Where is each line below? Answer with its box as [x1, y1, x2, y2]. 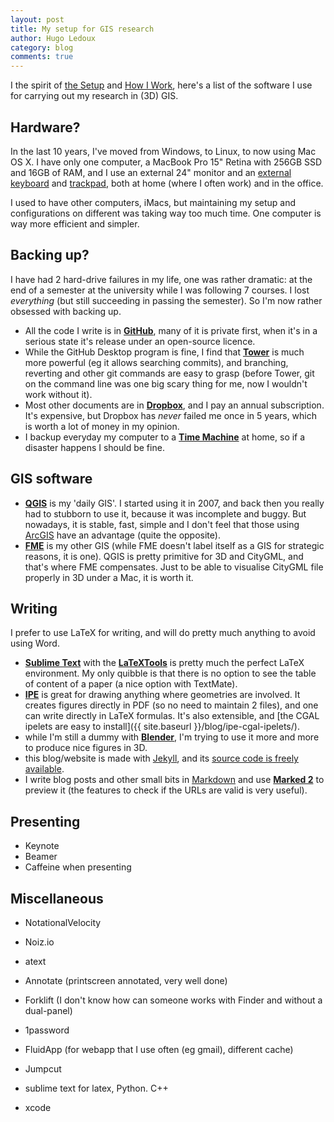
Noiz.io [24, 936, 55, 948]
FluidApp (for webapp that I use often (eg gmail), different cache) [24, 1044, 294, 1055]
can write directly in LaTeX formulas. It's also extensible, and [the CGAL [24, 710, 320, 722]
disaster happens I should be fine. [24, 441, 165, 453]
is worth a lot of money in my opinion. [24, 420, 180, 432]
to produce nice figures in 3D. [24, 742, 148, 754]
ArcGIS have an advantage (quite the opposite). [24, 529, 221, 541]
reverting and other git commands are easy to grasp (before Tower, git [24, 367, 315, 379]
